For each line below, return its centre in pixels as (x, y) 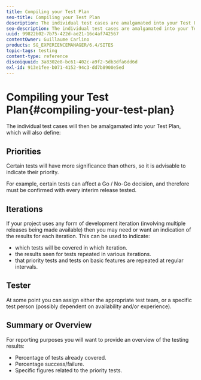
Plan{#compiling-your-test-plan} (91, 110)
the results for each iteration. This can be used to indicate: (78, 236)
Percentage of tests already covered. (60, 357)
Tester (19, 286)
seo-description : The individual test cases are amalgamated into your (97, 28)
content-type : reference (37, 56)
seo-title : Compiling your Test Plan (53, 17)
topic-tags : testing (32, 51)
